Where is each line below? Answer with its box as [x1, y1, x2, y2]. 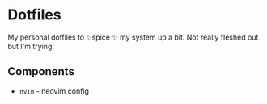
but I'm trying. [7, 41, 54, 51]
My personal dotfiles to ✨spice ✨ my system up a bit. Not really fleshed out [7, 32, 259, 42]
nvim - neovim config [19, 86, 90, 96]
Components [7, 64, 74, 78]
